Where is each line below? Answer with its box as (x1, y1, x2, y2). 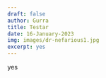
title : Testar (7, 23, 49, 30)
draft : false (7, 10, 46, 18)
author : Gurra (7, 17, 49, 24)
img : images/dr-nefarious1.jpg (7, 37, 100, 44)
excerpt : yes (7, 43, 46, 50)
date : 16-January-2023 (7, 30, 74, 38)
